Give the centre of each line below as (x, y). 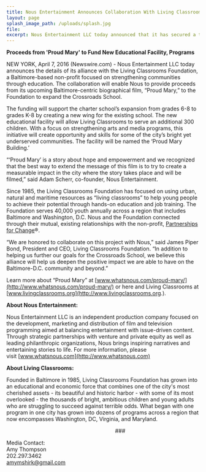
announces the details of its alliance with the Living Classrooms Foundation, (102, 71)
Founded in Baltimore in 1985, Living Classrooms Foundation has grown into (102, 380)
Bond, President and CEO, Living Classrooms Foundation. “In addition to (97, 249)
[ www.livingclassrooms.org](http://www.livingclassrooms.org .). (86, 293)
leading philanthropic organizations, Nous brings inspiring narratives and (98, 343)
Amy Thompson (27, 449)
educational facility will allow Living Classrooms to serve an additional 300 (100, 122)
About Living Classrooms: (40, 368)
